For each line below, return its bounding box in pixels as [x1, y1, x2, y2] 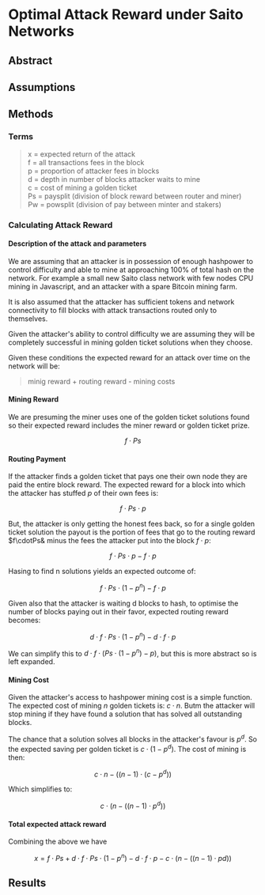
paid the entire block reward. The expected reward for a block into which [8, 480, 246, 489]
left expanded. [8, 657, 55, 667]
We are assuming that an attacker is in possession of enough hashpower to [8, 256, 253, 266]
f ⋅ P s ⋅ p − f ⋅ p [109, 551, 157, 561]
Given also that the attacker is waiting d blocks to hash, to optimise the [8, 599, 239, 608]
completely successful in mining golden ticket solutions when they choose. [8, 338, 253, 347]
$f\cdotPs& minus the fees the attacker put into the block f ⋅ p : [8, 536, 211, 546]
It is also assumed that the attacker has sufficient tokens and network [8, 296, 235, 306]
